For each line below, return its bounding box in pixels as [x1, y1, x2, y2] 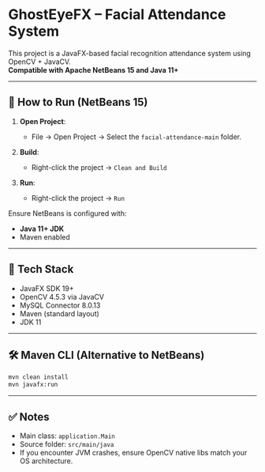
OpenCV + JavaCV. [8, 57, 71, 66]
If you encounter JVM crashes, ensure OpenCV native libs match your [19, 447, 248, 457]
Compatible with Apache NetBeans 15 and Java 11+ [8, 65, 179, 74]
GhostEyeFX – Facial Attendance [8, 6, 226, 24]
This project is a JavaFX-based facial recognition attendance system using [8, 48, 251, 58]
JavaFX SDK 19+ [19, 283, 74, 293]
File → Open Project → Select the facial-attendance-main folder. [31, 132, 242, 142]
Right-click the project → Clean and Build [31, 162, 167, 172]
